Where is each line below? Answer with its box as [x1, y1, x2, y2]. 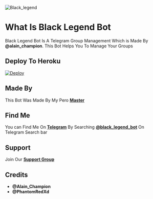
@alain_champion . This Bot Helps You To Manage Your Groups [5, 43, 133, 49]
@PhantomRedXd [12, 189, 49, 195]
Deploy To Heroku [5, 57, 61, 65]
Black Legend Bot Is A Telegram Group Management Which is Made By [5, 38, 148, 43]
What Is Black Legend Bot [5, 22, 111, 33]
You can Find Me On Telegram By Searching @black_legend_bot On [5, 124, 145, 130]
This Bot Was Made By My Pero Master [5, 97, 85, 103]
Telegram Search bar [5, 129, 47, 135]
